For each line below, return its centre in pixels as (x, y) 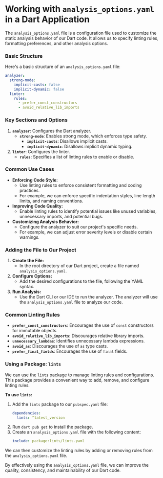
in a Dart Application (47, 19)
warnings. (30, 237)
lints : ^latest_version (41, 418)
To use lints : (19, 394)
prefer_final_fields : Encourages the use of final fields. (70, 351)
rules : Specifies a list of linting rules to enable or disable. (77, 157)
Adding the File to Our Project (41, 250)
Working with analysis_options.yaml (80, 9)
